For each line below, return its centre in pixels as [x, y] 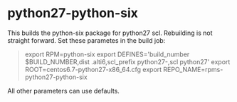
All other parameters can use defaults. [63, 91]
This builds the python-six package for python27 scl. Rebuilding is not [110, 33]
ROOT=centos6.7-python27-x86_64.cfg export [93, 69]
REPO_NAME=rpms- [193, 69]
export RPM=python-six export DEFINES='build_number [107, 54]
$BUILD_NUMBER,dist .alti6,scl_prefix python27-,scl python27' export [127, 61]
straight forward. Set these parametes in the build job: [86, 40]
